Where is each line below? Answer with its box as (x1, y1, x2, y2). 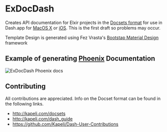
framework (5, 39, 28, 45)
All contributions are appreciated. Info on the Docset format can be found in (5, 95, 161, 101)
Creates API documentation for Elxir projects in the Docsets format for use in (5, 19, 163, 25)
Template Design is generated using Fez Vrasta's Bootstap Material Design (5, 34, 159, 40)
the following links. (5, 100, 44, 106)
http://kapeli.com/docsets (12, 110, 66, 116)
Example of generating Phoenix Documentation (5, 54, 156, 63)
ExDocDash (5, 3, 54, 14)
